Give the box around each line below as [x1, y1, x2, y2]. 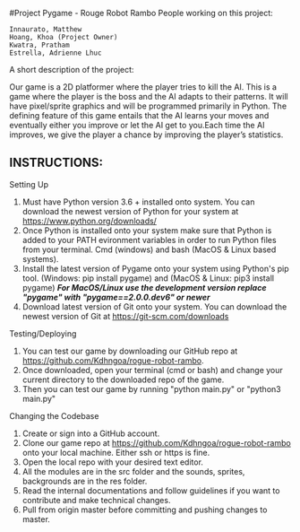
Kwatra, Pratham [9, 40, 70, 49]
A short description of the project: [9, 65, 134, 74]
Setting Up [9, 179, 49, 189]
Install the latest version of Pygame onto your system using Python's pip [21, 263, 289, 274]
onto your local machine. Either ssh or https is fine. [21, 447, 210, 458]
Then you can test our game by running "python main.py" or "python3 [21, 383, 281, 394]
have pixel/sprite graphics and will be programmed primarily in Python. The [9, 100, 287, 111]
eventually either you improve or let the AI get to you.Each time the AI [9, 120, 265, 130]
